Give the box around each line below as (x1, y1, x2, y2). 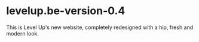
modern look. (6, 30, 39, 37)
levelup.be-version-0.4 (6, 4, 125, 18)
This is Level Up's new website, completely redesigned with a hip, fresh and (6, 24, 194, 31)
